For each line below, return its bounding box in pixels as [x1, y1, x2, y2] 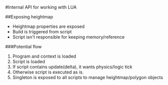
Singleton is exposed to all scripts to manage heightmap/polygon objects [12, 75, 163, 80]
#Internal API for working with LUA [5, 4, 77, 10]
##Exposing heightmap [5, 14, 54, 19]
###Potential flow [5, 44, 42, 49]
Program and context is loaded [12, 53, 76, 59]
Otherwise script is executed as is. [12, 69, 84, 75]
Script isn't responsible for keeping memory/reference [12, 34, 125, 40]
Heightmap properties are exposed [12, 23, 85, 29]
